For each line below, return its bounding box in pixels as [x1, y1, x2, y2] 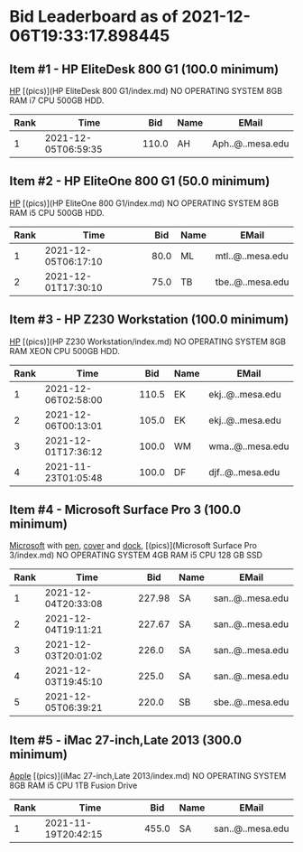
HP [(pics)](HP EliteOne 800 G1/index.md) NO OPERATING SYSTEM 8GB [9, 197, 280, 209]
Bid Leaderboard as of [9, 6, 179, 27]
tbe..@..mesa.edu [215, 276, 289, 288]
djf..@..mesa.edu [208, 465, 280, 478]
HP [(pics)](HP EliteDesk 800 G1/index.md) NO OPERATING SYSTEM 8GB [9, 86, 282, 96]
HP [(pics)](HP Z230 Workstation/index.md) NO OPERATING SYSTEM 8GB [9, 336, 287, 347]
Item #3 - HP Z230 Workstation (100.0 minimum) [9, 312, 289, 327]
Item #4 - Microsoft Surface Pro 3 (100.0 [9, 502, 242, 518]
